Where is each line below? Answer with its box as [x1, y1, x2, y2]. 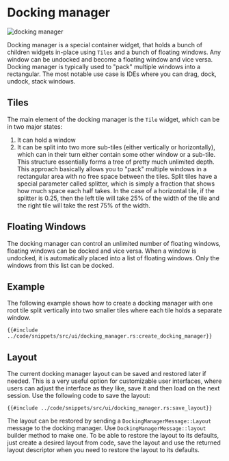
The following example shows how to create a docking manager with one [7, 299, 213, 308]
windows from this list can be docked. [7, 261, 114, 269]
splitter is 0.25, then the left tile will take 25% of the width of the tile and [16, 194, 220, 202]
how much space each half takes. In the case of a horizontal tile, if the [16, 186, 215, 195]
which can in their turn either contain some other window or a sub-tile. [16, 150, 216, 158]
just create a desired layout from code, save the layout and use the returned [7, 438, 221, 447]
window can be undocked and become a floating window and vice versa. [7, 55, 213, 63]
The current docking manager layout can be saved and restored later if [7, 370, 206, 378]
